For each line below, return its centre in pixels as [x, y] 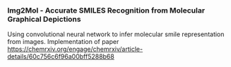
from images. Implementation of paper [63, 42]
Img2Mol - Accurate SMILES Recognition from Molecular [106, 10]
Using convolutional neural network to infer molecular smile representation [116, 34]
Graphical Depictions [44, 19]
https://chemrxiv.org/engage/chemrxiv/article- [75, 49]
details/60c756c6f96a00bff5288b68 [61, 57]
